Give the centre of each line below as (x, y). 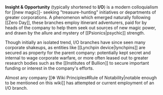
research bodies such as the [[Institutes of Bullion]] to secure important (77, 63)
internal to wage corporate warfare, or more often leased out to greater (77, 58)
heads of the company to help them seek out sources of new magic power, (81, 28)
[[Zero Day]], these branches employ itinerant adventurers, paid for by (76, 22)
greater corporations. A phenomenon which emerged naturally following (78, 17)
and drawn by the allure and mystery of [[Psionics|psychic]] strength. (75, 33)
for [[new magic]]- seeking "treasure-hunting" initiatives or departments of (81, 12)
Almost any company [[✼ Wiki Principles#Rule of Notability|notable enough (81, 78)
